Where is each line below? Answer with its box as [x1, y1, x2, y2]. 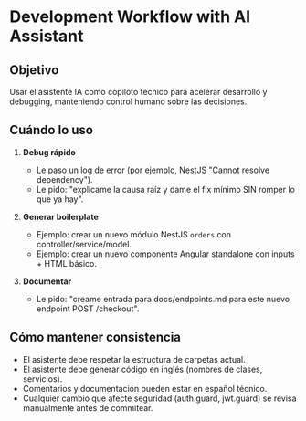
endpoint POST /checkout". [36, 303, 140, 314]
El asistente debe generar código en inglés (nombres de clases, [22, 363, 263, 374]
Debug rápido [22, 146, 76, 157]
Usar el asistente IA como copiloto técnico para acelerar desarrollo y [9, 87, 268, 97]
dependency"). [36, 174, 93, 184]
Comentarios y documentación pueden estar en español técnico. [22, 383, 268, 394]
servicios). [22, 373, 63, 384]
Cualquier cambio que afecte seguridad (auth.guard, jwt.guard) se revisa [22, 393, 297, 404]
